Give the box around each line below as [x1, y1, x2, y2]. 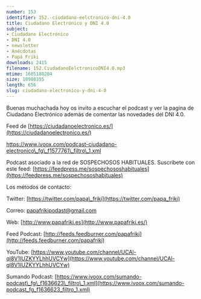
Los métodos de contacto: [6, 183, 71, 191]
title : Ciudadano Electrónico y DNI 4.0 [6, 20, 110, 26]
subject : [6, 25, 28, 32]
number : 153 [6, 8, 36, 15]
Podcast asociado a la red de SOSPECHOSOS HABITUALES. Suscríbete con [6, 159, 195, 166]
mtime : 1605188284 [6, 71, 53, 77]
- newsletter [6, 43, 39, 49]
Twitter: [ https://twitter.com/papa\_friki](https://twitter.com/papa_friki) [6, 195, 180, 202]
